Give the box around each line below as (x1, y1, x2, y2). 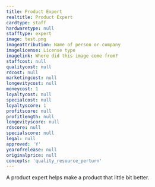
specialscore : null (6, 130, 55, 137)
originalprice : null (6, 152, 58, 158)
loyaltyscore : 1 (6, 102, 46, 109)
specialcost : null (6, 97, 52, 103)
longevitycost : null (6, 81, 58, 87)
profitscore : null (6, 108, 52, 114)
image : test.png (6, 36, 46, 42)
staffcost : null (6, 58, 46, 64)
